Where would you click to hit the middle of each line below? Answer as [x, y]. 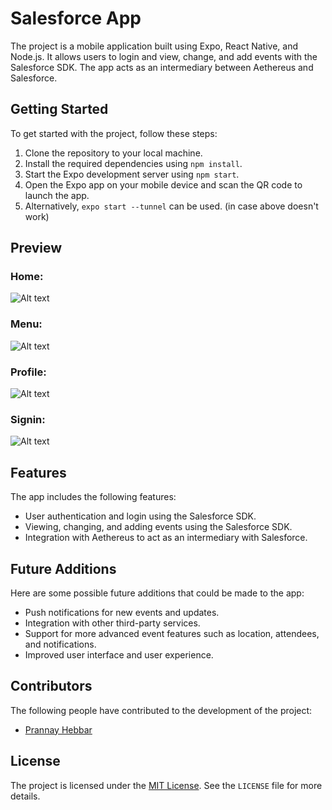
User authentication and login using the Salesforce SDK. [140, 516]
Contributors [51, 686]
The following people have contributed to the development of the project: [161, 710]
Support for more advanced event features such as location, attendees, [172, 633]
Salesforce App [76, 18]
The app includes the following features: [93, 497]
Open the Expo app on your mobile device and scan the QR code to [163, 184]
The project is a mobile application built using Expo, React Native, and [154, 46]
